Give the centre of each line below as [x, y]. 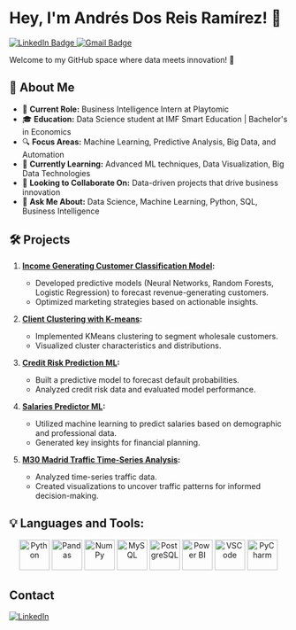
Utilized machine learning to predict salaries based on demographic [159, 424]
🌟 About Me [42, 88]
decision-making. [67, 495]
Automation [43, 154]
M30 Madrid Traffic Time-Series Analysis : [101, 459]
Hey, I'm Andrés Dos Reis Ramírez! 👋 [145, 18]
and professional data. [76, 432]
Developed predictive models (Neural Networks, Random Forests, [154, 283]
